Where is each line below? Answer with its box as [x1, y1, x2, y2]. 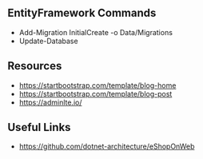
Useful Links [7, 121, 71, 134]
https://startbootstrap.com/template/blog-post [18, 89, 173, 98]
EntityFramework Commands [7, 6, 157, 20]
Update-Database [18, 36, 78, 46]
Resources [7, 59, 62, 73]
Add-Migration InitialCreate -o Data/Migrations [18, 27, 173, 37]
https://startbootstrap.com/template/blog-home [18, 80, 177, 90]
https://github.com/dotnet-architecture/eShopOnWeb [18, 141, 195, 151]
